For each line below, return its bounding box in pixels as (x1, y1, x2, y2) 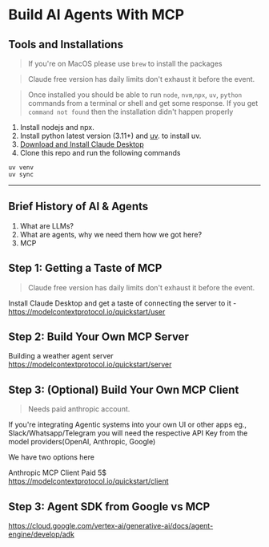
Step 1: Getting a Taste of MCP (8, 261, 163, 275)
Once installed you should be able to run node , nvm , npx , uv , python (27, 90, 243, 99)
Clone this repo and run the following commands (19, 148, 181, 157)
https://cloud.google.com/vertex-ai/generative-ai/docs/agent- (8, 521, 214, 531)
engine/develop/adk (8, 529, 74, 539)
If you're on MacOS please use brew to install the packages (27, 59, 223, 68)
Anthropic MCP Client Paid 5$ (8, 468, 106, 478)
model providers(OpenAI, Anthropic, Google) (8, 437, 156, 447)
